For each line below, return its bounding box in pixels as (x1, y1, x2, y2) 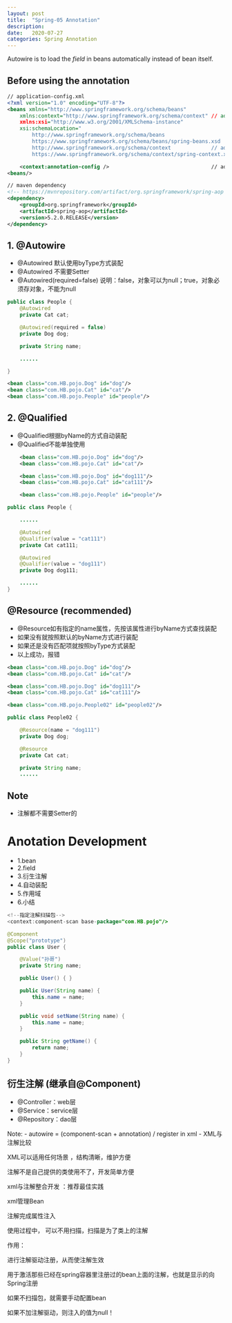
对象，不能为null (29, 284, 77, 293)
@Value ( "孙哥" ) (19, 956, 61, 963)
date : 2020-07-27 (7, 29, 64, 37)
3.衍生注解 (17, 872, 48, 880)
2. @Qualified (7, 412, 68, 424)
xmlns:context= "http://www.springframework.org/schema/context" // (19, 112, 217, 119)
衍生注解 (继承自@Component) (7, 1078, 142, 1090)
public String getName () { (19, 1038, 97, 1045)
